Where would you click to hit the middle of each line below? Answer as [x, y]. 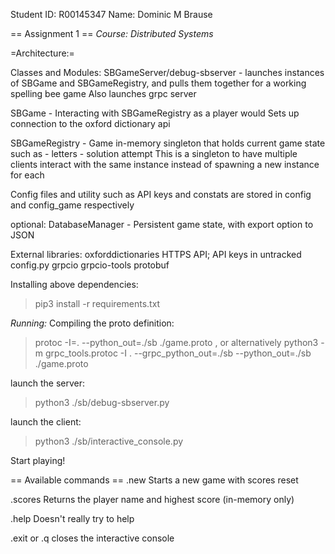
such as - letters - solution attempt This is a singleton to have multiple [154, 153]
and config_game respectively [72, 205]
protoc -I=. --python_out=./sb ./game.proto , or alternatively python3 [176, 342]
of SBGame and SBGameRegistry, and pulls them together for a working [158, 83]
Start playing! [38, 460]
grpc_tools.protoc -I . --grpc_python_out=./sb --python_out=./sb [178, 353]
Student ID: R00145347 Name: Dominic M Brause [111, 14]
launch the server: [48, 383]
